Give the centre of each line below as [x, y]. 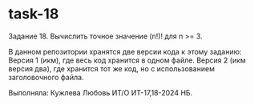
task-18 [34, 14]
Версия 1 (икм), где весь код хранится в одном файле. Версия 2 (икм [127, 60]
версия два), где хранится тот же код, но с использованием [111, 68]
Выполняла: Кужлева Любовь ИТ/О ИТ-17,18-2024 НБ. [101, 92]
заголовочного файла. [46, 77]
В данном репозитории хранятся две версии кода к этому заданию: [125, 51]
